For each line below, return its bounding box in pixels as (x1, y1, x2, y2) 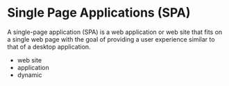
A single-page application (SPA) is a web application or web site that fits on (7, 28, 223, 36)
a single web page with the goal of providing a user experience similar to (7, 35, 215, 43)
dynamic (17, 71, 43, 79)
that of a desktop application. (7, 42, 92, 51)
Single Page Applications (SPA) (7, 5, 191, 21)
